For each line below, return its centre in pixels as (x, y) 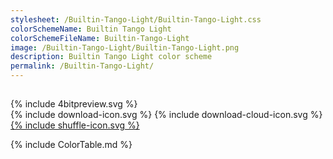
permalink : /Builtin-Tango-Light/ (82, 66)
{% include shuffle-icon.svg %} (75, 125)
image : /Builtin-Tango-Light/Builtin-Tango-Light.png (125, 47)
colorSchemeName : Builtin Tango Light (91, 29)
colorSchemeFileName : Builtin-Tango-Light (100, 38)
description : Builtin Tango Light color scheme (111, 57)
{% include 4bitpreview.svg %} (74, 104)
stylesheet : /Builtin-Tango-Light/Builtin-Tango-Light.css (136, 19)
